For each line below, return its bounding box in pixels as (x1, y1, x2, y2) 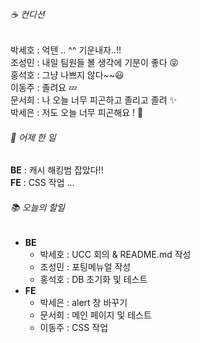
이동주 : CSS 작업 (39, 321, 109, 333)
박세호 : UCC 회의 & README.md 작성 (39, 248, 192, 260)
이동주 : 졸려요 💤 (10, 82, 78, 94)
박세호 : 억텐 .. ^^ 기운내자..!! (10, 44, 122, 56)
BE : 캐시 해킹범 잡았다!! (10, 164, 104, 176)
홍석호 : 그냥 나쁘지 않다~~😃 (10, 69, 125, 81)
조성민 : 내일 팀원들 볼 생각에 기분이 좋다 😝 (10, 57, 180, 69)
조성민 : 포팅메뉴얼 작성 (39, 260, 132, 273)
